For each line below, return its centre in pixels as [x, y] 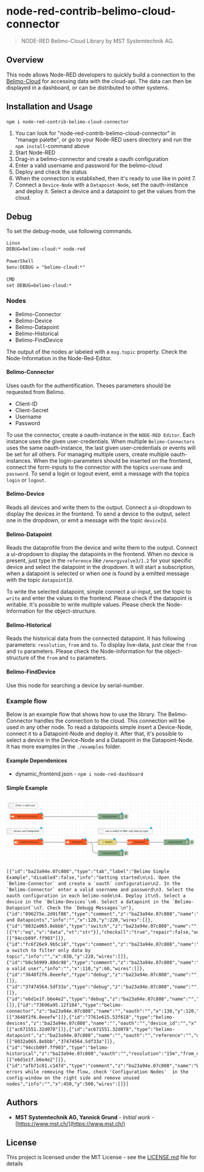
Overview [25, 60]
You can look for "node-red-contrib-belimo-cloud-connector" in [95, 133]
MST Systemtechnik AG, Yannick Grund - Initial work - [85, 1117]
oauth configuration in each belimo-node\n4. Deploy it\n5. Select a [96, 896]
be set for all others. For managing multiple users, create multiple [88, 454]
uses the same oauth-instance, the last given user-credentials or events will [101, 448]
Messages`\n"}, [115, 908]
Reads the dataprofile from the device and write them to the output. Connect [102, 548]
